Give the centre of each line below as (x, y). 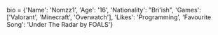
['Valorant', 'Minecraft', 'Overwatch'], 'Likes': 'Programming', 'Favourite (109, 17)
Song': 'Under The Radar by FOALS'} (60, 24)
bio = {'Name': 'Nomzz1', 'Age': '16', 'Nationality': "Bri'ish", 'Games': (104, 10)
